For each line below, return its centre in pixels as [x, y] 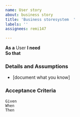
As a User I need [23, 48]
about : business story [29, 15]
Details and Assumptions [37, 67]
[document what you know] [41, 77]
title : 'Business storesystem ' [41, 19]
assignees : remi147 [26, 29]
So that [13, 53]
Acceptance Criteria [31, 91]
